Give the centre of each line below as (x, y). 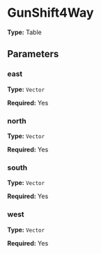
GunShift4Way (50, 13)
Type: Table (24, 32)
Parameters (33, 54)
